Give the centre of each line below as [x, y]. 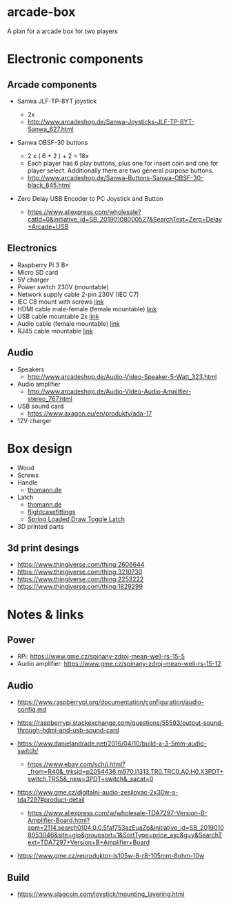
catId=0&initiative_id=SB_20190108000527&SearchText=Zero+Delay [125, 219]
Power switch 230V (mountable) [63, 286]
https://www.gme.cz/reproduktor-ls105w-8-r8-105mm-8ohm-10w [111, 856]
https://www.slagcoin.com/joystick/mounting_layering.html [101, 894]
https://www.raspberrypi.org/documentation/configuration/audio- [111, 702]
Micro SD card [38, 272]
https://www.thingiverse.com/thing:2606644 [81, 565]
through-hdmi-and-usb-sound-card [68, 730]
